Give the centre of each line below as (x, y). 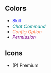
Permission (24, 37)
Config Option (27, 31)
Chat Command (29, 26)
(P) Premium (25, 65)
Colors (16, 8)
